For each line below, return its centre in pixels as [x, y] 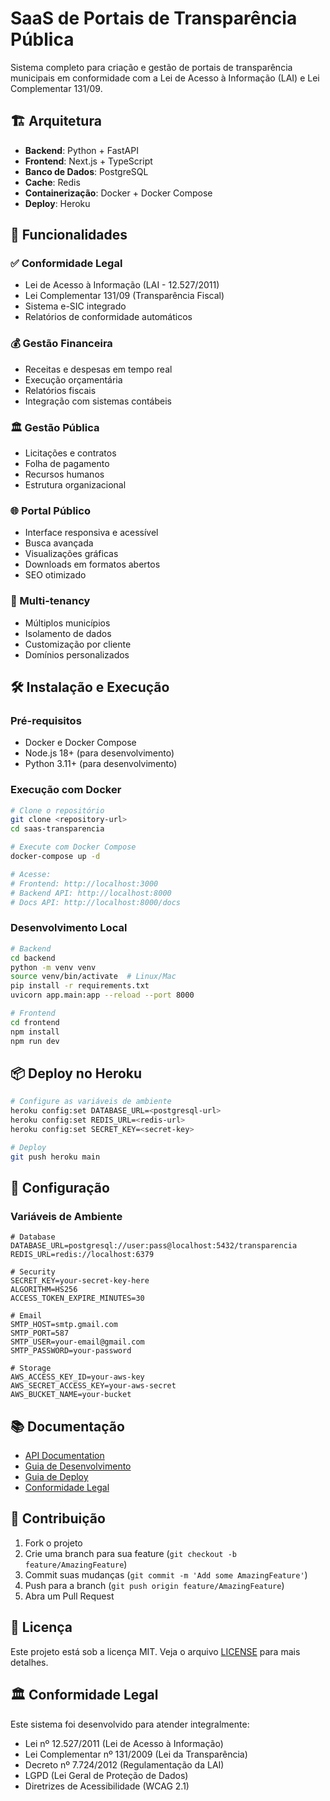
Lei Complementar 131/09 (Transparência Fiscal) [124, 296]
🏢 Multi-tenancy [50, 601]
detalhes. [29, 1662]
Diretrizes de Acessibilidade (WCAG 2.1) [107, 1786]
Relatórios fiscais [60, 390]
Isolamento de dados [68, 633]
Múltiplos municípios [67, 623]
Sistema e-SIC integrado [75, 306]
